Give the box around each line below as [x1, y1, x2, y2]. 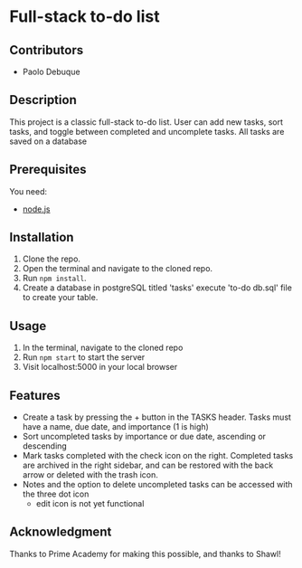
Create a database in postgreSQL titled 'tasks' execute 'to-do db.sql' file [22, 282, 292, 293]
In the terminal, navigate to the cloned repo [22, 342, 184, 354]
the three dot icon [22, 488, 90, 499]
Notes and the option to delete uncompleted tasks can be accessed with [22, 479, 293, 490]
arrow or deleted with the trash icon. [22, 469, 158, 480]
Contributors [9, 43, 84, 58]
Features [9, 387, 61, 403]
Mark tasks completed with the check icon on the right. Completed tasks [22, 450, 294, 461]
